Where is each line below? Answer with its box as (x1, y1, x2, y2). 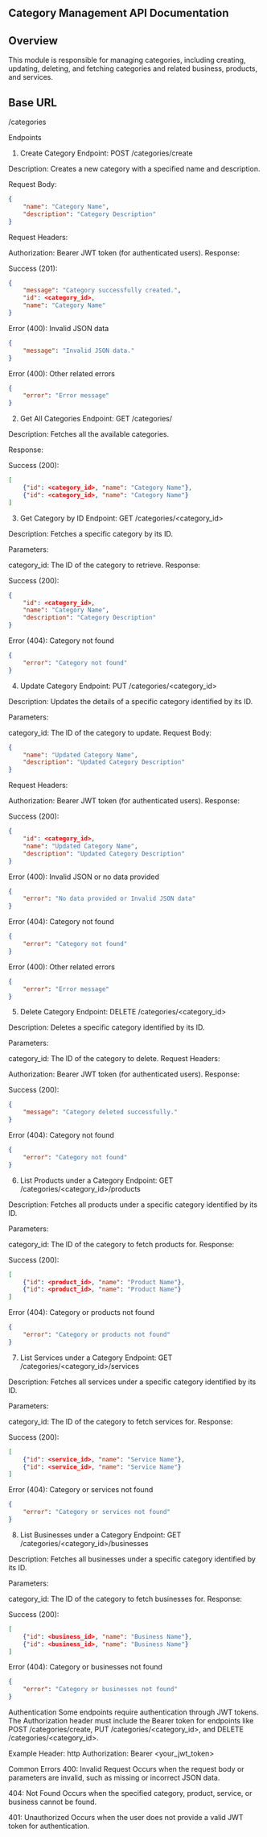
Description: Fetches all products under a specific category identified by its (8, 1200, 258, 1209)
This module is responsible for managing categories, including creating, (8, 56, 246, 65)
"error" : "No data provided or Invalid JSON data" (23, 894, 196, 903)
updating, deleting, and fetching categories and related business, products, (8, 64, 258, 73)
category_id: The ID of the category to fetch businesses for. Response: (8, 1594, 243, 1603)
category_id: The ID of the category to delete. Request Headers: (8, 1054, 220, 1064)
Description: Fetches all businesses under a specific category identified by (8, 1554, 256, 1564)
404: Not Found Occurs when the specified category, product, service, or (8, 1789, 253, 1798)
